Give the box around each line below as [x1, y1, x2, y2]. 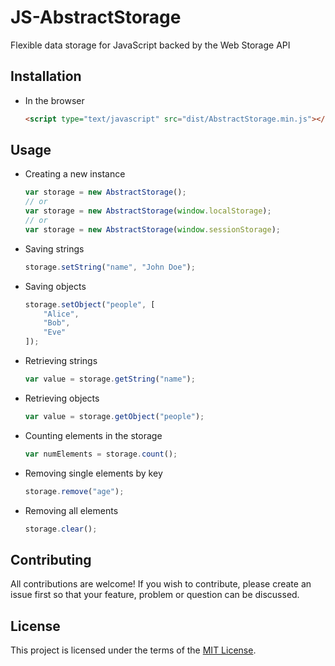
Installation [10, 68, 82, 85]
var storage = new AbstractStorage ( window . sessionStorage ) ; [24, 224, 281, 235]
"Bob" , [43, 318, 71, 328]
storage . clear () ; [24, 524, 98, 534]
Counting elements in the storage [24, 429, 163, 441]
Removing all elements [24, 504, 119, 516]
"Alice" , [43, 309, 80, 319]
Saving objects [24, 280, 87, 292]
